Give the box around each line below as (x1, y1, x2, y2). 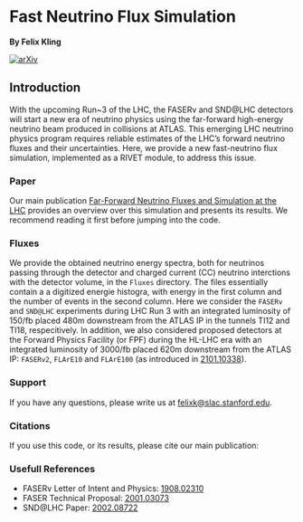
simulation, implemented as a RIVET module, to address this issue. (9, 152, 257, 163)
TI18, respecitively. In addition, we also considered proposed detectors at (9, 325, 282, 336)
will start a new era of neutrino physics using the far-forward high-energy (9, 113, 284, 124)
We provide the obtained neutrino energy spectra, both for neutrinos (9, 258, 265, 269)
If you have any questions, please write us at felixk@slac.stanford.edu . (9, 396, 273, 408)
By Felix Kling (9, 36, 62, 47)
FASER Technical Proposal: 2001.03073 (22, 493, 170, 504)
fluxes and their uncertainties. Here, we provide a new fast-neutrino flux (9, 142, 279, 153)
